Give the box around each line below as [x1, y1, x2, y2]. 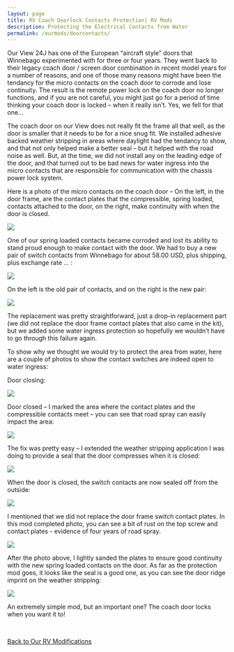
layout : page [7, 10, 45, 17]
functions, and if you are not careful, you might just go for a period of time [7, 94, 220, 102]
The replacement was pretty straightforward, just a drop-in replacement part [7, 312, 227, 320]
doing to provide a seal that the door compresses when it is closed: [7, 451, 201, 460]
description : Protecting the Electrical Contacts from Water [7, 23, 189, 30]
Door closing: [7, 376, 46, 384]
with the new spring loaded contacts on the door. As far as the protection [7, 561, 217, 570]
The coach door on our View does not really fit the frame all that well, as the [7, 122, 225, 130]
